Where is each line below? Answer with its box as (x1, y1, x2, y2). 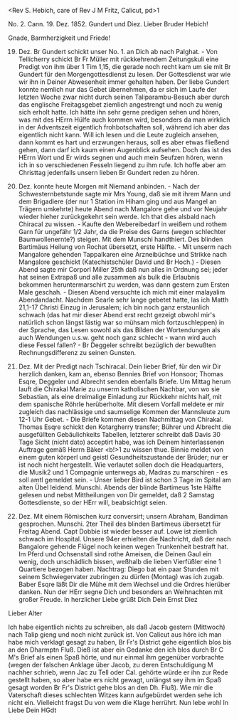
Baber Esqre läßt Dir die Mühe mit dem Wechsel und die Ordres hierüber (18, 580, 230, 588)
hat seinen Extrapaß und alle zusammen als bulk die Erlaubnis (18, 273, 200, 281)
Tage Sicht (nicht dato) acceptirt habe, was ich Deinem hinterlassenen (18, 438, 225, 446)
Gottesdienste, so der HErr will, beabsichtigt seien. (18, 498, 168, 507)
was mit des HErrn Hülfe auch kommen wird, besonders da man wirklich (18, 115, 230, 124)
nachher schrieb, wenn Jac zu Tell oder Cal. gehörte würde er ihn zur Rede (8, 668, 228, 677)
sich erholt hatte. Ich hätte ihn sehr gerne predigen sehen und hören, (18, 108, 221, 116)
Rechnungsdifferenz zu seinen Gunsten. (18, 349, 137, 356)
